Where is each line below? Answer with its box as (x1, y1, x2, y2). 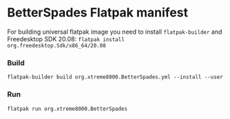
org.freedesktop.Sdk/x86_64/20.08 (7, 42, 107, 49)
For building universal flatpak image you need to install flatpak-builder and (7, 28, 222, 36)
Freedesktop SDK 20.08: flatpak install (7, 34, 125, 43)
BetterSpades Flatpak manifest (7, 5, 188, 21)
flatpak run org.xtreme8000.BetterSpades (7, 105, 128, 112)
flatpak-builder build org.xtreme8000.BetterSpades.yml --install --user (7, 74, 224, 80)
